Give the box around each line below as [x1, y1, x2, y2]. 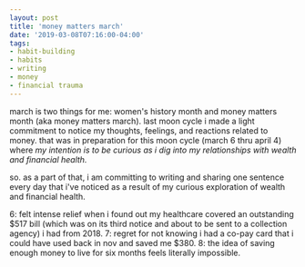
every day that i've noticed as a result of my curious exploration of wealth [9, 181, 286, 192]
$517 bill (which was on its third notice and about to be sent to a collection [9, 218, 288, 229]
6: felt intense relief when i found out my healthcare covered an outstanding [9, 208, 294, 219]
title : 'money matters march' [9, 22, 125, 31]
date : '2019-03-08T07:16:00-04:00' [9, 30, 145, 39]
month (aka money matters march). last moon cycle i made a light [9, 115, 255, 126]
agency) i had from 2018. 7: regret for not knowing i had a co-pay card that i [9, 228, 294, 239]
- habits [9, 55, 43, 64]
